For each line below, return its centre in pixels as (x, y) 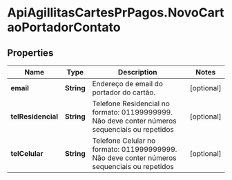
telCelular (27, 153)
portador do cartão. (124, 92)
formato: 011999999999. (135, 149)
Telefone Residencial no (131, 103)
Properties (30, 53)
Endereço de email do (128, 84)
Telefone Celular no (124, 141)
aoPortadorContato (64, 27)
